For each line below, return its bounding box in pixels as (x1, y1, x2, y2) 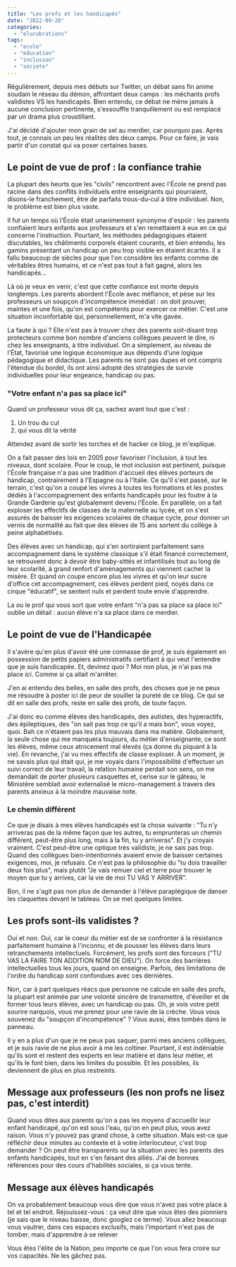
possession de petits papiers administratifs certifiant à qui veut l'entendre (7, 654, 221, 663)
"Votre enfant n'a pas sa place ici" (7, 389, 128, 399)
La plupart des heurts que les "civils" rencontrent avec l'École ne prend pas (7, 180, 227, 188)
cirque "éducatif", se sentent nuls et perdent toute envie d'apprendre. (7, 587, 209, 595)
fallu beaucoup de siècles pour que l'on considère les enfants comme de (7, 253, 219, 262)
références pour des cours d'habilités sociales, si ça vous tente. (7, 1161, 193, 1170)
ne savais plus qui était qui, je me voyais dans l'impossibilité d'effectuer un (7, 757, 224, 766)
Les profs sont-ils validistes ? (7, 915, 139, 927)
